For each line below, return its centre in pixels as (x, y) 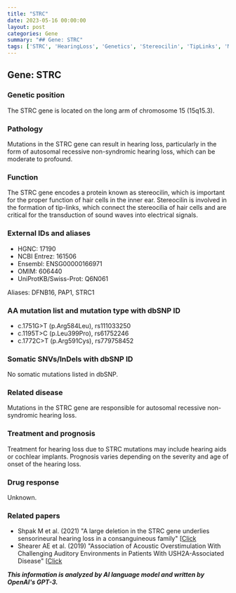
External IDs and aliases (49, 233)
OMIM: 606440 (40, 271)
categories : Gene (33, 33)
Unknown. (22, 498)
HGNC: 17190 (37, 249)
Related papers (34, 516)
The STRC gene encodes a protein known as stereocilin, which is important (116, 193)
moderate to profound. (40, 158)
